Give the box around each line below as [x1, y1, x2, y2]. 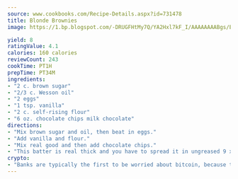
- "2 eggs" [7, 96, 40, 103]
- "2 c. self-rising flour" [7, 109, 91, 116]
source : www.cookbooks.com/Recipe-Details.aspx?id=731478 [7, 10, 182, 18]
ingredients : [7, 76, 46, 83]
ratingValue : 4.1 [7, 43, 59, 50]
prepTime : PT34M [7, 69, 55, 76]
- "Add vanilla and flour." [7, 135, 91, 142]
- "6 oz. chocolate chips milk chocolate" [7, 115, 135, 122]
